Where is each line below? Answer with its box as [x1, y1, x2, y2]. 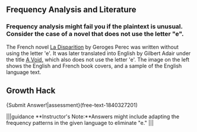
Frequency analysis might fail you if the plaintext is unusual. [6, 22, 183, 31]
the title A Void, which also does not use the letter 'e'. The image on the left [6, 56, 190, 63]
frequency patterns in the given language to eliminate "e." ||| [6, 119, 154, 126]
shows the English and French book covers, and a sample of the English [6, 62, 182, 69]
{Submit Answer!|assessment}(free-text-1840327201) [6, 101, 138, 108]
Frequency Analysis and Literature [6, 5, 136, 15]
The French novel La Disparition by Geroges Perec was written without [6, 43, 179, 50]
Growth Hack [6, 86, 56, 96]
